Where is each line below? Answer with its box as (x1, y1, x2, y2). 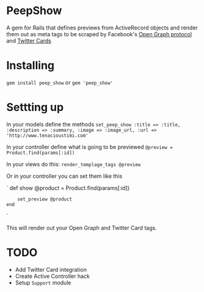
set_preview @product (17, 196, 72, 202)
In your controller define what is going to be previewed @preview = (6, 143, 173, 150)
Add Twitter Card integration (15, 266, 87, 273)
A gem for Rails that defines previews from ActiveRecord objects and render (6, 24, 199, 31)
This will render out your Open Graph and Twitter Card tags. (6, 224, 157, 231)
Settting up (6, 101, 64, 114)
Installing (6, 59, 55, 72)
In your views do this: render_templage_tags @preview (6, 160, 141, 167)
